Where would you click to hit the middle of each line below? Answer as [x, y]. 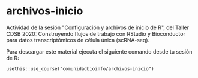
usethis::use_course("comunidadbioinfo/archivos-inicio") [80, 69]
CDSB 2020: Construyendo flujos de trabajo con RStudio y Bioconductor [96, 33]
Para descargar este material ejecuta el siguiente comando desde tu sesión [99, 51]
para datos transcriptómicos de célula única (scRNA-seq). [78, 40]
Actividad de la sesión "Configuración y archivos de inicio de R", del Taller [97, 27]
